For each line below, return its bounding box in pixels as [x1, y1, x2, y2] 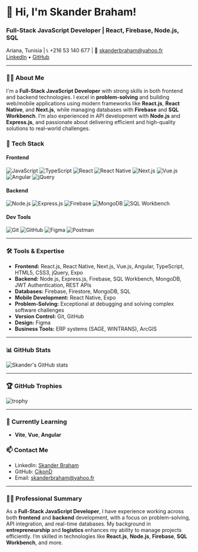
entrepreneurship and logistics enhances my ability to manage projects [6, 527, 182, 534]
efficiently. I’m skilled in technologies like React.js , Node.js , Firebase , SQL [6, 533, 187, 540]
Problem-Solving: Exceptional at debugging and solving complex [14, 300, 174, 307]
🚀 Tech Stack [6, 139, 45, 148]
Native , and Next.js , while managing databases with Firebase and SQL [6, 106, 179, 113]
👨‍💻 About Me [6, 74, 44, 82]
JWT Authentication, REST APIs [14, 281, 92, 288]
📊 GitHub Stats [6, 345, 51, 354]
